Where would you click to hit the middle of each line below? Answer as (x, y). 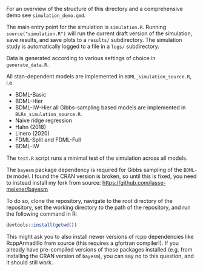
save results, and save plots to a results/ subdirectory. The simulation (94, 40)
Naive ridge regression (44, 120)
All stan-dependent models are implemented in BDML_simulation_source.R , (99, 76)
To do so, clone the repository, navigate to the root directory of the (89, 201)
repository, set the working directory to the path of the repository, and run (98, 207)
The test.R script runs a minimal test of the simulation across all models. (97, 158)
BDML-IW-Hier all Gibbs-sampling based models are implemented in (100, 108)
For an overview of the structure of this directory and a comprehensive (95, 9)
